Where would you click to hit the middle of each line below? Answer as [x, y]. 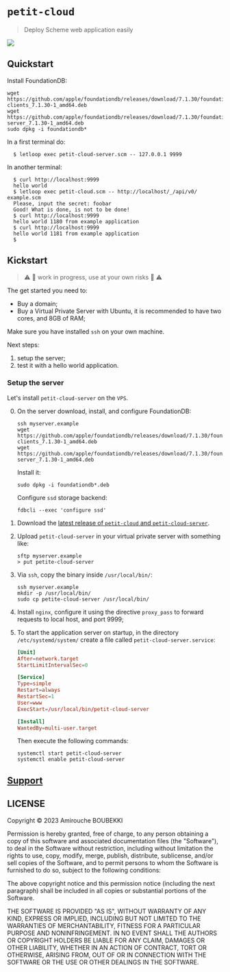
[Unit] [26, 652]
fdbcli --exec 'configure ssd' [62, 510]
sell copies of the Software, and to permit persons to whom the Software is [113, 862]
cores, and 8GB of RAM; [51, 318]
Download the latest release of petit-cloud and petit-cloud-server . [113, 523]
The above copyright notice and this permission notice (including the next [111, 883]
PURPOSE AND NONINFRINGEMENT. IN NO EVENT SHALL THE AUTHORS [112, 933]
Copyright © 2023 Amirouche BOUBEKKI [65, 820]
